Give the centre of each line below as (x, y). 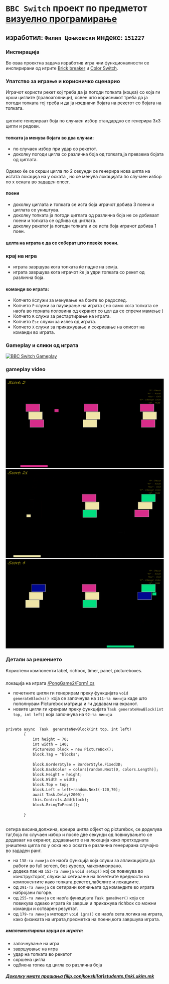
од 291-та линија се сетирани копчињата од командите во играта (83, 887)
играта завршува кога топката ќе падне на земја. (66, 266)
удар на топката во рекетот (42, 954)
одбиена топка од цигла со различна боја (57, 965)
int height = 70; (51, 739)
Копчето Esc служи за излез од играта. (55, 322)
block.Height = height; (57, 775)
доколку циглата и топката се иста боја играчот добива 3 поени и (83, 204)
